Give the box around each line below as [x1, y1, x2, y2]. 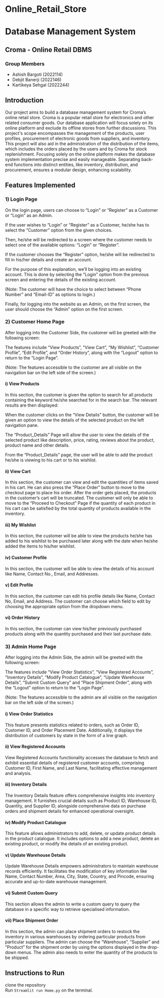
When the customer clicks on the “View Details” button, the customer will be [5, 412, 159, 418]
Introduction [5, 96, 44, 104]
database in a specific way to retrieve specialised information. [5, 906, 130, 912]
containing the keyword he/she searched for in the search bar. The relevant [5, 397, 158, 403]
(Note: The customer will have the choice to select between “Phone [5, 286, 141, 292]
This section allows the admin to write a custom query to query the [5, 901, 140, 907]
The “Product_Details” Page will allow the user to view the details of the [5, 432, 149, 438]
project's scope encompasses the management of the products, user [5, 130, 145, 136]
